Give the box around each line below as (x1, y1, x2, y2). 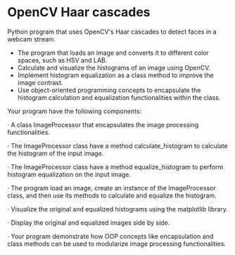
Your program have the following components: (7, 107, 142, 115)
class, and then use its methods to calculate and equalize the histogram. (7, 191, 217, 200)
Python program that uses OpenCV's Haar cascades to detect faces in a (7, 27, 217, 36)
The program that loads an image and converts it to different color (17, 48, 210, 57)
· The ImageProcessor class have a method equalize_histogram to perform (7, 162, 224, 171)
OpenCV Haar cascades (7, 4, 151, 20)
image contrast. (17, 78, 63, 86)
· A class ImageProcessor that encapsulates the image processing (7, 120, 199, 129)
